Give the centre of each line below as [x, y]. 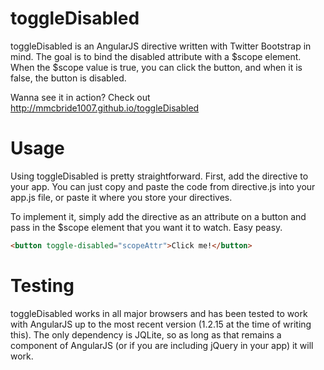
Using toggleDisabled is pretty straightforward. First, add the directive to [159, 176]
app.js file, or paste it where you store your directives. [121, 197]
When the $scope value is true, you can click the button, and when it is [156, 67]
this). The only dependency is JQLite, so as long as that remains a [146, 334]
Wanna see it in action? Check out [80, 97]
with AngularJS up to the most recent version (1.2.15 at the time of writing [161, 324]
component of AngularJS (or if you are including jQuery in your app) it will [162, 345]
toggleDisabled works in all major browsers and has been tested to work [159, 313]
